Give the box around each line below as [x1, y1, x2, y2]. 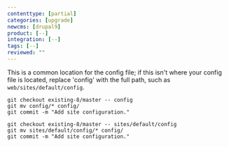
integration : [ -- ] [7, 36, 61, 43]
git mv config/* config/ [7, 102, 80, 109]
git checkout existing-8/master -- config [7, 96, 133, 103]
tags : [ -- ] [7, 42, 39, 49]
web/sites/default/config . [7, 83, 85, 91]
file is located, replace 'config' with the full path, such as [7, 75, 171, 84]
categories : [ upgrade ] [7, 17, 74, 24]
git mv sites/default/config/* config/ [7, 127, 124, 134]
